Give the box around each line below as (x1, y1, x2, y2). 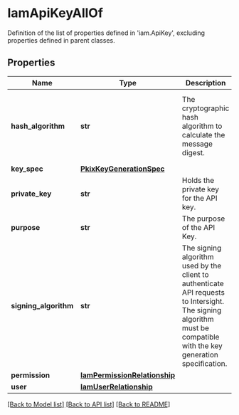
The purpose (181, 214, 225, 224)
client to (181, 269, 209, 279)
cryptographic (181, 103, 230, 113)
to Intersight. (181, 296, 225, 306)
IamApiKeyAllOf (7, 5, 103, 21)
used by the (181, 261, 222, 270)
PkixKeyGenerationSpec (80, 164, 165, 174)
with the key (181, 340, 223, 350)
